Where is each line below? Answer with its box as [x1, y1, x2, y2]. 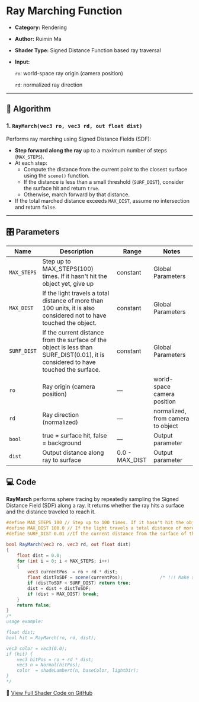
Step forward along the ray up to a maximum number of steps [14, 146, 167, 154]
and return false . [14, 203, 57, 210]
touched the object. [42, 319, 97, 327]
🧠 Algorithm [6, 104, 52, 114]
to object [153, 422, 179, 430]
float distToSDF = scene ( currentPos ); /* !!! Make [27, 575, 190, 580]
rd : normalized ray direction [14, 81, 83, 88]
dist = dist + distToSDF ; [27, 585, 92, 591]
